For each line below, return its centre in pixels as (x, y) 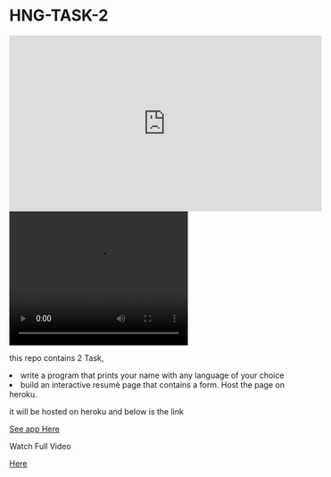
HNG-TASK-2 (59, 16)
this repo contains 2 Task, (57, 357)
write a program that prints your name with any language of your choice (153, 375)
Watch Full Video (40, 446)
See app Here (34, 429)
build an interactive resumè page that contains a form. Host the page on (153, 384)
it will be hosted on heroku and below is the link (97, 411)
